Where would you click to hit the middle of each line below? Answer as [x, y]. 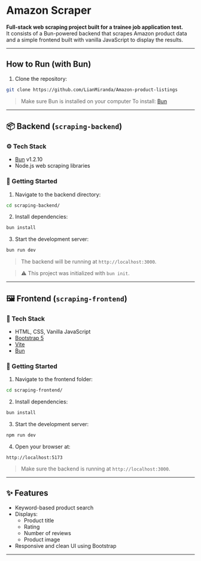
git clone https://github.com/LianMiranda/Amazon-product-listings [92, 90]
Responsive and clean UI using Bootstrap [66, 545]
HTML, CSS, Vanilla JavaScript [53, 331]
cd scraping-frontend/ [34, 390]
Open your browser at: [42, 447]
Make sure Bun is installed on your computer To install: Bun [94, 101]
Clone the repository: [41, 79]
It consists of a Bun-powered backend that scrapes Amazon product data [97, 33]
